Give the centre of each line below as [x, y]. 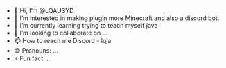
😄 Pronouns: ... [36, 51]
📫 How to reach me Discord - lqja [62, 41]
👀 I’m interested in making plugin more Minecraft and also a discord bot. [116, 18]
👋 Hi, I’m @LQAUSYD [44, 11]
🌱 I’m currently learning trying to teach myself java [86, 25]
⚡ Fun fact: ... [33, 58]
